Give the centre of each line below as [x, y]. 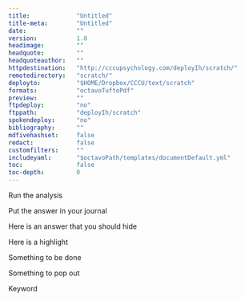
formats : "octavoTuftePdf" [71, 90]
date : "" [46, 31]
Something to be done [45, 257]
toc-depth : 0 [44, 173]
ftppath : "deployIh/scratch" [75, 113]
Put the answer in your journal [58, 211]
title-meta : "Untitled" [60, 23]
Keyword [23, 289]
